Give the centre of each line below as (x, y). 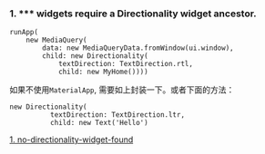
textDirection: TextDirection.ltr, (117, 115)
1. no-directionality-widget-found (71, 140)
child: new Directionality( (95, 56)
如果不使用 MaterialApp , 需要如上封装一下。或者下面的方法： (122, 90)
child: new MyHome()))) (103, 72)
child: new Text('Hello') (99, 123)
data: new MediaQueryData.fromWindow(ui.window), (138, 48)
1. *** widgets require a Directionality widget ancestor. (133, 14)
